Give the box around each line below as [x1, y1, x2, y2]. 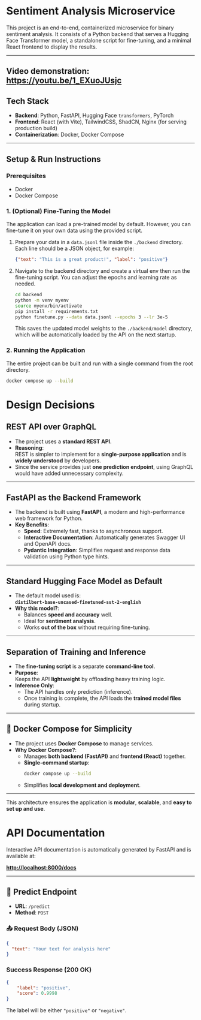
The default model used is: [14, 592, 81, 599]
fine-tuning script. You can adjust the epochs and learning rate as [14, 274, 177, 281]
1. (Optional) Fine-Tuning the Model [6, 207, 111, 215]
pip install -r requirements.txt [14, 308, 99, 314]
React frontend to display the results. [6, 43, 98, 50]
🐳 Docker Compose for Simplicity [6, 724, 133, 734]
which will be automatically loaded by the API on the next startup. [14, 331, 176, 338]
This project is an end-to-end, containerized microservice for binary [6, 24, 174, 31]
